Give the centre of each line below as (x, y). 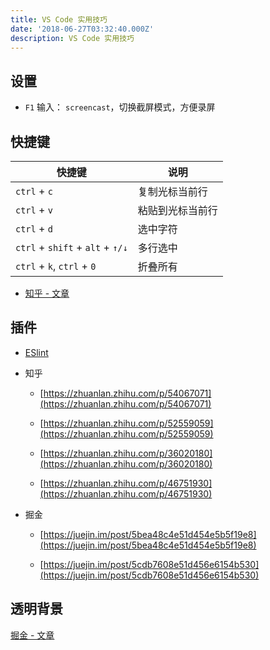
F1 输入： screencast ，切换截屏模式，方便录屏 (120, 107)
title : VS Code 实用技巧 (59, 19)
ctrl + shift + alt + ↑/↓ (71, 247)
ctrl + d (34, 228)
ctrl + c (34, 191)
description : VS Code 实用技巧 (72, 38)
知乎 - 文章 (47, 293)
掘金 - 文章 (32, 635)
